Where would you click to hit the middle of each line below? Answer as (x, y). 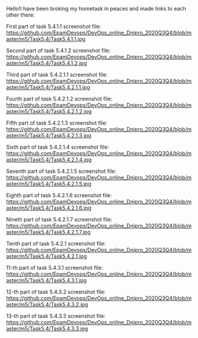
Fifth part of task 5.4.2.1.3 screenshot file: (57, 123)
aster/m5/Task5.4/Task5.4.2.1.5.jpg (49, 184)
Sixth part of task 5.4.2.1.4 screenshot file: (58, 147)
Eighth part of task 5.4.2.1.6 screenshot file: (59, 195)
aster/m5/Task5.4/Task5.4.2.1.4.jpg (49, 159)
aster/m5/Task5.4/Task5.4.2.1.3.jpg (49, 135)
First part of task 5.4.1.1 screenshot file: (54, 26)
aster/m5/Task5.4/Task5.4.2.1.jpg (47, 256)
